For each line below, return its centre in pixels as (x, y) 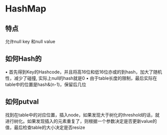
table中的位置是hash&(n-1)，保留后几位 (46, 84)
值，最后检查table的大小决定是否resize (45, 127)
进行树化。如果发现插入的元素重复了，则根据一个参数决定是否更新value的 (81, 121)
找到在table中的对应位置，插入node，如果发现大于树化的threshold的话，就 (82, 115)
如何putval (22, 102)
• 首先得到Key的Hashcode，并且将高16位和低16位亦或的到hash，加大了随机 (84, 72)
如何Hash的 (23, 59)
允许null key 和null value (30, 41)
